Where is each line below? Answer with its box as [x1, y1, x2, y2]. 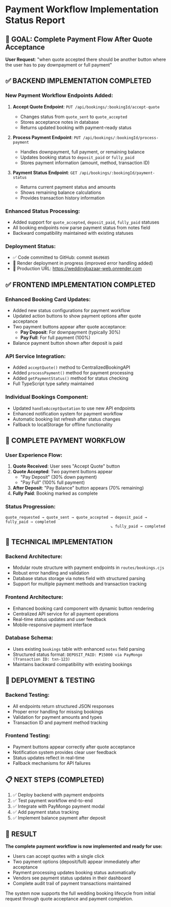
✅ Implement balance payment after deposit [12, 814, 106, 821]
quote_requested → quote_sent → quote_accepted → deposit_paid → [5, 515, 147, 520]
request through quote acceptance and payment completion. [5, 896, 134, 902]
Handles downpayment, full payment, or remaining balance [20, 148, 145, 154]
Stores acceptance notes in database [20, 119, 99, 125]
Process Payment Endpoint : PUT [12, 134, 81, 140]
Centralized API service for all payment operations [12, 610, 119, 617]
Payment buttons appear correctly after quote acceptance [12, 743, 135, 750]
